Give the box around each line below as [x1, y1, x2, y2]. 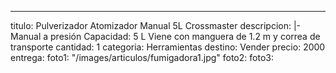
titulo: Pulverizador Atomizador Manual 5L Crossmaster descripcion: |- [10, 20, 302, 31]
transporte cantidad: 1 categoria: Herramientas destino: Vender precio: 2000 [10, 41, 326, 53]
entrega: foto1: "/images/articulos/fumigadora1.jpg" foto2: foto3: [10, 52, 274, 63]
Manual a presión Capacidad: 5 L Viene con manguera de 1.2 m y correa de [10, 31, 321, 42]
